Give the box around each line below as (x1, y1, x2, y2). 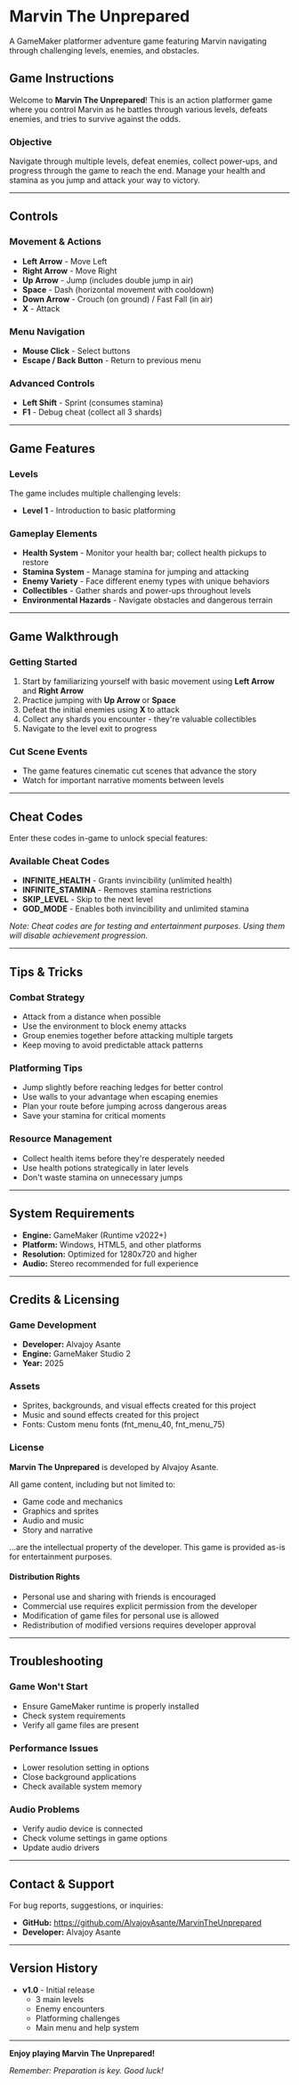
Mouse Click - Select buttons (21, 345, 131, 357)
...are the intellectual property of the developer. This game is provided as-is (9, 1541, 287, 1552)
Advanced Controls (9, 376, 95, 389)
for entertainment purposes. (9, 1551, 113, 1562)
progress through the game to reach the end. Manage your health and (9, 166, 266, 176)
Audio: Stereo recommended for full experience (21, 1257, 198, 1269)
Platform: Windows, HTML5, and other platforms (21, 1239, 202, 1249)
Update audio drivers (21, 1842, 100, 1853)
